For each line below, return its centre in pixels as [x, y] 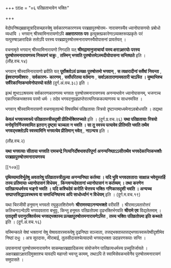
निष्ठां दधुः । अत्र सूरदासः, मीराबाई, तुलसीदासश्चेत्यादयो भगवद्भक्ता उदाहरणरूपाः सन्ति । [76, 238]
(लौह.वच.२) [15, 141]
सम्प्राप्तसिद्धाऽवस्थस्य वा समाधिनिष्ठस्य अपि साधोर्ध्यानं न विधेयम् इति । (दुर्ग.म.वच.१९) [73, 194]
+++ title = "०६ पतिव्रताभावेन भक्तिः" [37, 8]
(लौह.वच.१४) [17, 61]
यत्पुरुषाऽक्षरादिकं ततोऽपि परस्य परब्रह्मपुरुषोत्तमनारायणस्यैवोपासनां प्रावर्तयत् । [66, 39]
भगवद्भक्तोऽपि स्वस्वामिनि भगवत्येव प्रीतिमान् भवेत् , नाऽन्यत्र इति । [57, 131]
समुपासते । [15, 260]
